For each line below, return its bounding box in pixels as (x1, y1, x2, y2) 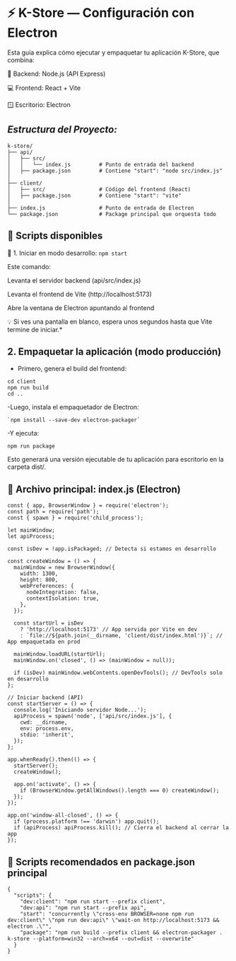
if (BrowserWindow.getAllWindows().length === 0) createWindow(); (20, 787, 220, 795)
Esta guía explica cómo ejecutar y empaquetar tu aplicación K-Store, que (7, 48, 220, 57)
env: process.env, (20, 725, 74, 732)
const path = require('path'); (7, 508, 100, 516)
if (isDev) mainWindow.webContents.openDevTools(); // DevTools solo (13, 669, 223, 676)
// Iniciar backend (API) (7, 694, 83, 701)
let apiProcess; (7, 533, 55, 540)
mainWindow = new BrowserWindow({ (13, 564, 115, 572)
